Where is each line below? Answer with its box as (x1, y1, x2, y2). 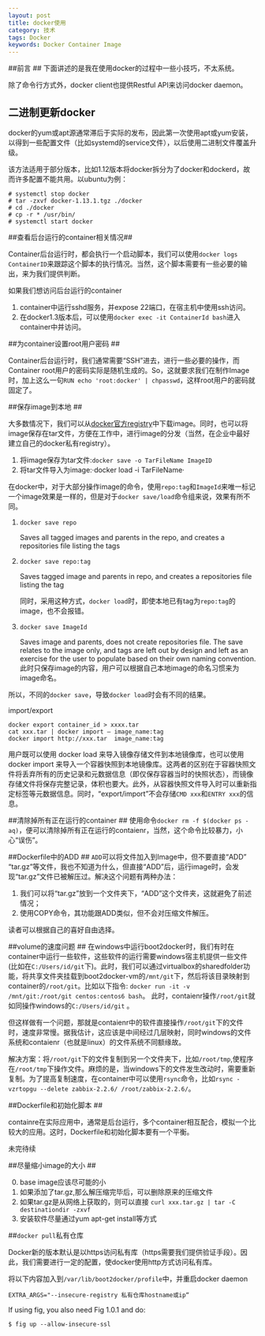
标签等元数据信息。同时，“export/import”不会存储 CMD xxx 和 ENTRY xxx (14, 789, 241, 798)
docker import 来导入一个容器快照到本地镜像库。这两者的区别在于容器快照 (8, 759, 250, 769)
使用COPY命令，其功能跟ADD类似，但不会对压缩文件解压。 (19, 908, 214, 917)
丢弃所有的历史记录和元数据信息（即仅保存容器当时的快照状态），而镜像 (21, 769, 254, 778)
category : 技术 (8, 26, 56, 34)
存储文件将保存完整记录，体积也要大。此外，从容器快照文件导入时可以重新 (8, 778, 250, 789)
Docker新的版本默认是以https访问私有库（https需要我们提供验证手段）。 (8, 1247, 241, 1256)
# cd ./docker (8, 203, 55, 211)
